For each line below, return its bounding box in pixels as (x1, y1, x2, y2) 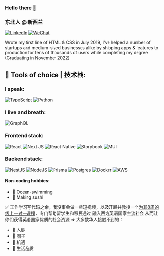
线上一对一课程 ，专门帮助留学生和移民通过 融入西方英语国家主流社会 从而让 (5, 210, 158, 216)
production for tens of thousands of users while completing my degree (5, 50, 148, 56)
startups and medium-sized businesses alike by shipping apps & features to (5, 45, 159, 51)
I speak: (5, 85, 25, 92)
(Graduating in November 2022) (5, 55, 70, 61)
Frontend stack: (5, 132, 44, 139)
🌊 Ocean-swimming (12, 189, 53, 195)
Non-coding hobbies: (5, 178, 50, 184)
